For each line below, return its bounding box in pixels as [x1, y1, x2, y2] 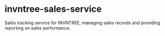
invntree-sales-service [4, 3, 102, 15]
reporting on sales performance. [4, 25, 71, 31]
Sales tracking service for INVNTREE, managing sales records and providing [4, 20, 161, 26]
